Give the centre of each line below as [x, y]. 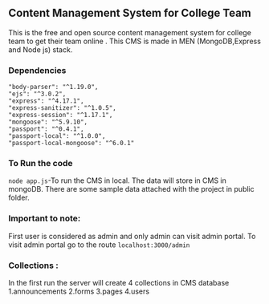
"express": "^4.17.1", [46, 101]
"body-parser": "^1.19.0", [53, 87]
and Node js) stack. [41, 49]
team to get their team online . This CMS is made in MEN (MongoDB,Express [134, 41]
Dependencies [37, 70]
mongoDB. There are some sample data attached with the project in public [131, 189]
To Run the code [41, 164]
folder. [19, 198]
